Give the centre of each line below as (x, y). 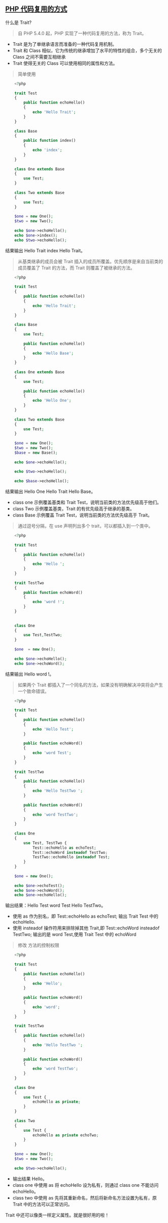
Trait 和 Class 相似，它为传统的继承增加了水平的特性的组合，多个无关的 (87, 50)
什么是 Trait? (19, 22)
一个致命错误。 (33, 691)
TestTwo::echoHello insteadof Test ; (71, 857)
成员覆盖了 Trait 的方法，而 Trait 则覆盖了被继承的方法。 (76, 268)
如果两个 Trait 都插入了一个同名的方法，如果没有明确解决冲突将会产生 (90, 685)
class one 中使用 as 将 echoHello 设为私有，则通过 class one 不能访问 (86, 1185)
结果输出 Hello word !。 (30, 674)
